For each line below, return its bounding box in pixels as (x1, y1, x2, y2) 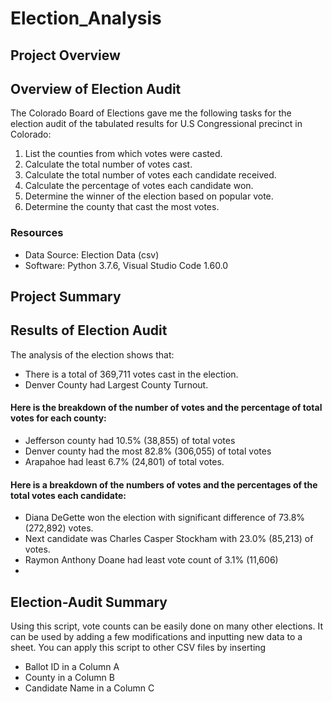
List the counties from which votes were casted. (24, 148, 223, 160)
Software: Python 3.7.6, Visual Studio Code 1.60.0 (24, 259, 229, 271)
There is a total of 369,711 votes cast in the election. (24, 368, 239, 380)
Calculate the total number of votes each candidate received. (24, 169, 277, 181)
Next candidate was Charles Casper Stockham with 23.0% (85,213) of (24, 533, 314, 545)
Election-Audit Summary (10, 593, 168, 611)
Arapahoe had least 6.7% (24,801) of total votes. (24, 456, 225, 468)
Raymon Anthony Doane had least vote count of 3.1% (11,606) (24, 554, 279, 566)
